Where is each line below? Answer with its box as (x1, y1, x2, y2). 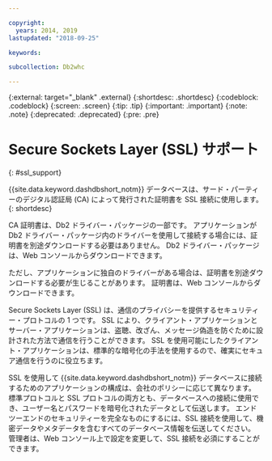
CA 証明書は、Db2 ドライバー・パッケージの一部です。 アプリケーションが (8, 220, 257, 230)
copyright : (8, 19, 45, 27)
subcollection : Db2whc (8, 63, 85, 71)
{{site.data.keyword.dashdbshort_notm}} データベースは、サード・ (8, 184, 232, 194)
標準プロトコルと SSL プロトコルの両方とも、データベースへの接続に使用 (8, 393, 253, 403)
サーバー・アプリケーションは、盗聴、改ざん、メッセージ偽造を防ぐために (8, 325, 257, 336)
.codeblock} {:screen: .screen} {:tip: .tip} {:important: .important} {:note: (8, 101, 249, 111)
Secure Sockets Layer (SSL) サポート (8, 141, 259, 159)
